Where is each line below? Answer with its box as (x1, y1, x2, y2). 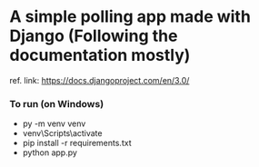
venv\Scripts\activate (22, 128, 103, 139)
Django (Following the (9, 25, 178, 46)
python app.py (22, 147, 77, 158)
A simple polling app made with (9, 6, 252, 27)
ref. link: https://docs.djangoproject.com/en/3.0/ (9, 74, 190, 85)
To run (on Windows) (9, 97, 105, 110)
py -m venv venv (22, 118, 86, 129)
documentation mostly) (9, 45, 191, 65)
